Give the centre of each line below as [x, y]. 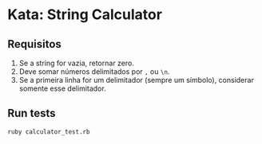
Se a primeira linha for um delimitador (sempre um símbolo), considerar [137, 80]
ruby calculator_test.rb [49, 132]
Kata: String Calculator [85, 15]
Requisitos [34, 44]
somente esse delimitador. [62, 88]
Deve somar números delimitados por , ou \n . [94, 72]
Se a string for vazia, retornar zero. [77, 63]
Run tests [32, 113]
